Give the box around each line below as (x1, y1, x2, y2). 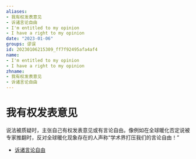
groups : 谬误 (6, 42, 36, 47)
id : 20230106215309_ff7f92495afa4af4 (6, 47, 98, 53)
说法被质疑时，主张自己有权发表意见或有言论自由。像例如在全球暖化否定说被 (6, 126, 190, 133)
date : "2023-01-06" (6, 36, 54, 42)
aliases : (6, 8, 27, 15)
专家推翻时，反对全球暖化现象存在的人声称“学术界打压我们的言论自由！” (6, 134, 180, 141)
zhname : (6, 68, 25, 74)
